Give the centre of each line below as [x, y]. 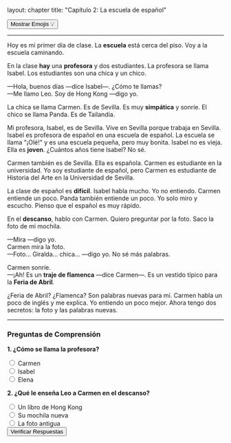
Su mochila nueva [43, 415]
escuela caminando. [36, 52]
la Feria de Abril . [31, 282]
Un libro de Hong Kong [50, 407]
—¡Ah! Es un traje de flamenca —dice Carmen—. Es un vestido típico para [112, 275]
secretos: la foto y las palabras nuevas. [63, 310]
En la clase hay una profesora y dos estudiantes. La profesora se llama [108, 66]
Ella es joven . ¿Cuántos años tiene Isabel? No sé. [77, 150]
